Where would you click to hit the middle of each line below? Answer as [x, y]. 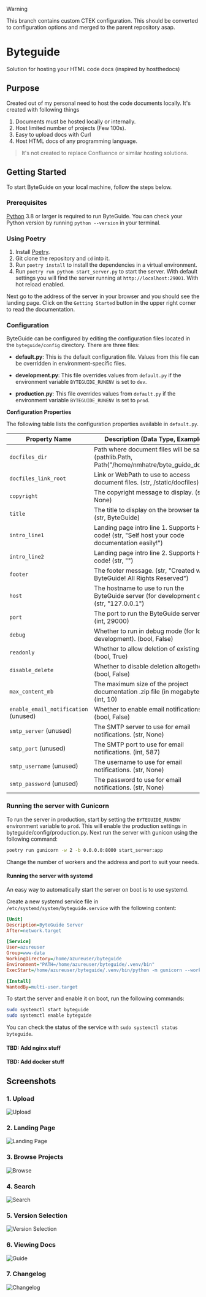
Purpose [23, 88]
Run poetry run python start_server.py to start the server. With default [106, 272]
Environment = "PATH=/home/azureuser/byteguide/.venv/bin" [81, 964]
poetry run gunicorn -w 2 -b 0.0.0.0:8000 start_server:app [85, 850]
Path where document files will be [143, 450]
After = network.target [34, 931]
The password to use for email [138, 780]
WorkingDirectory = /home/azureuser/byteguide [64, 959]
